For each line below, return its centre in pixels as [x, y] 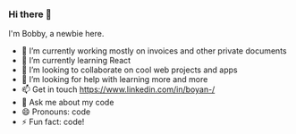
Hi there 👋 [30, 14]
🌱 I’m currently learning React [76, 61]
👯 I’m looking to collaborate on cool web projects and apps [129, 70]
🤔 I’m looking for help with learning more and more [114, 80]
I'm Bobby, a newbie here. [56, 34]
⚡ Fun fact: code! [53, 122]
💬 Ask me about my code [68, 103]
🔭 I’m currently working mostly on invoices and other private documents [154, 51]
